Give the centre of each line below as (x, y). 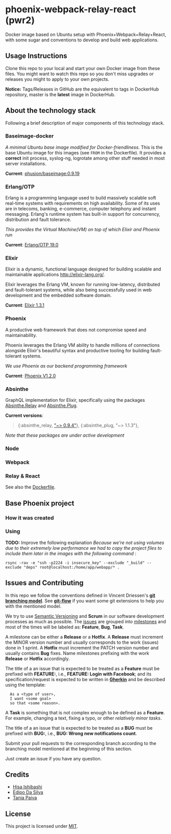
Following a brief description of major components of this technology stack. (85, 123)
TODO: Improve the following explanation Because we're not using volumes (85, 543)
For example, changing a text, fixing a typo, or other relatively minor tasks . (83, 718)
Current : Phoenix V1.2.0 (31, 376)
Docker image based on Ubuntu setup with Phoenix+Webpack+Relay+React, (86, 34)
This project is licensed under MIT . (42, 826)
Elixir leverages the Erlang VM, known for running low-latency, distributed (83, 284)
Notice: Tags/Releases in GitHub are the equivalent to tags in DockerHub (82, 89)
